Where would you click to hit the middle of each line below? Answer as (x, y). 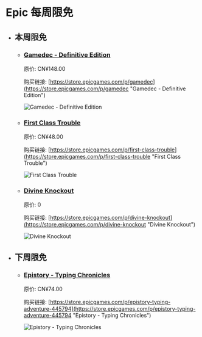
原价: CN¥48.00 (43, 137)
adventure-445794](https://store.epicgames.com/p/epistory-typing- (110, 309)
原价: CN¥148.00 (44, 68)
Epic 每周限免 (40, 13)
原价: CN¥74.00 (43, 289)
